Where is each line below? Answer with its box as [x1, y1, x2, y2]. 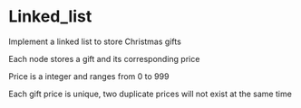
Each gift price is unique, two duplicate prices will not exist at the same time [8, 88, 292, 99]
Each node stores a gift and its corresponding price [8, 53, 200, 64]
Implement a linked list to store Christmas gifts [8, 36, 182, 47]
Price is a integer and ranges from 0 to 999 [8, 70, 170, 82]
